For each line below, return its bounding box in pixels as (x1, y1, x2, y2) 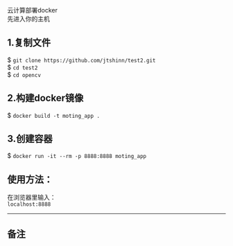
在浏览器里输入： (7, 193, 56, 202)
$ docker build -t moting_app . (7, 111, 101, 119)
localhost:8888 (7, 201, 51, 208)
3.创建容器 (7, 133, 53, 145)
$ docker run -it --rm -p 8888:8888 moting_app (7, 152, 147, 160)
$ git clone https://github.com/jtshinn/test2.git (7, 55, 156, 64)
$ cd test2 (7, 63, 38, 71)
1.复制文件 (7, 37, 51, 49)
